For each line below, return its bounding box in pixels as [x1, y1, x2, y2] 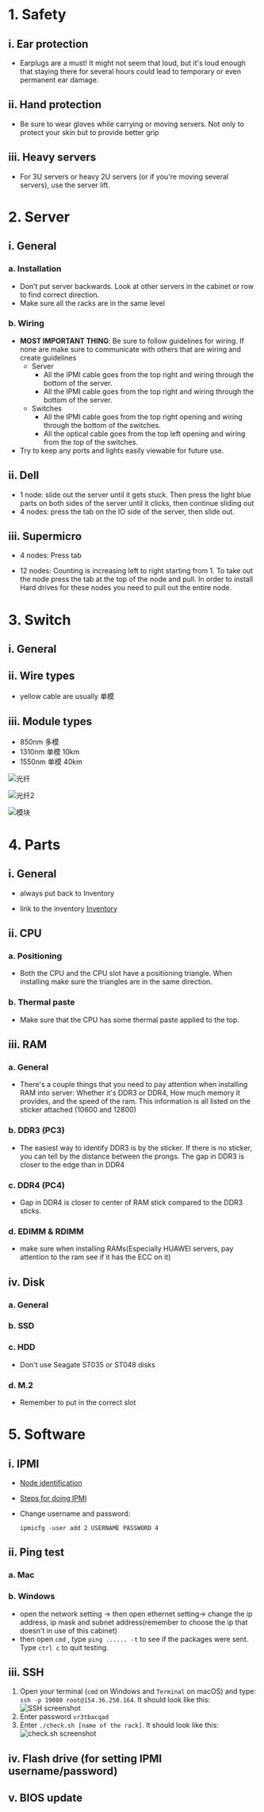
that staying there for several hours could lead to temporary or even [19, 67, 242, 76]
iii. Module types [8, 715, 93, 728]
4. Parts [8, 835, 61, 854]
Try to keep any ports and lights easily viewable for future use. [19, 445, 224, 455]
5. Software [8, 1425, 86, 1444]
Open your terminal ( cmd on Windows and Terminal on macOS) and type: [19, 1687, 256, 1696]
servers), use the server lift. [19, 180, 111, 190]
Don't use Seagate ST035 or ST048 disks [19, 1359, 156, 1369]
